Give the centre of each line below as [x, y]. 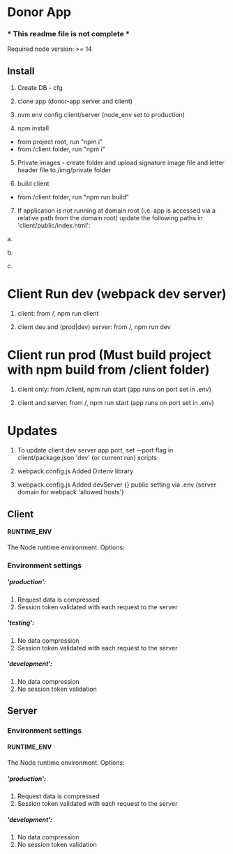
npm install [33, 128]
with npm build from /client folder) [108, 370]
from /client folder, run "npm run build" [73, 197]
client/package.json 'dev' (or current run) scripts [87, 458]
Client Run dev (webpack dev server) [117, 294]
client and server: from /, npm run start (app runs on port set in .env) [115, 403]
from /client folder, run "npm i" [61, 149]
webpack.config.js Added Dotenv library [75, 471]
